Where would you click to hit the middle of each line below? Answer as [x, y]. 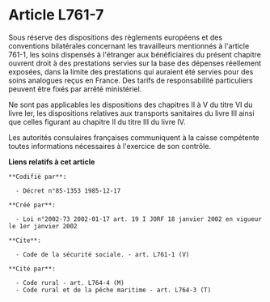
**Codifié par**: [38, 177]
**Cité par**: [32, 269]
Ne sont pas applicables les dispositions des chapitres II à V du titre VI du [131, 104]
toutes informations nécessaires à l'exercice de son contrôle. [110, 146]
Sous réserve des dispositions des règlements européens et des [116, 37]
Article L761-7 [56, 15]
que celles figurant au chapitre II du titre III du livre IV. [97, 121]
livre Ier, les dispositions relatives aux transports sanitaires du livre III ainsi [131, 113]
